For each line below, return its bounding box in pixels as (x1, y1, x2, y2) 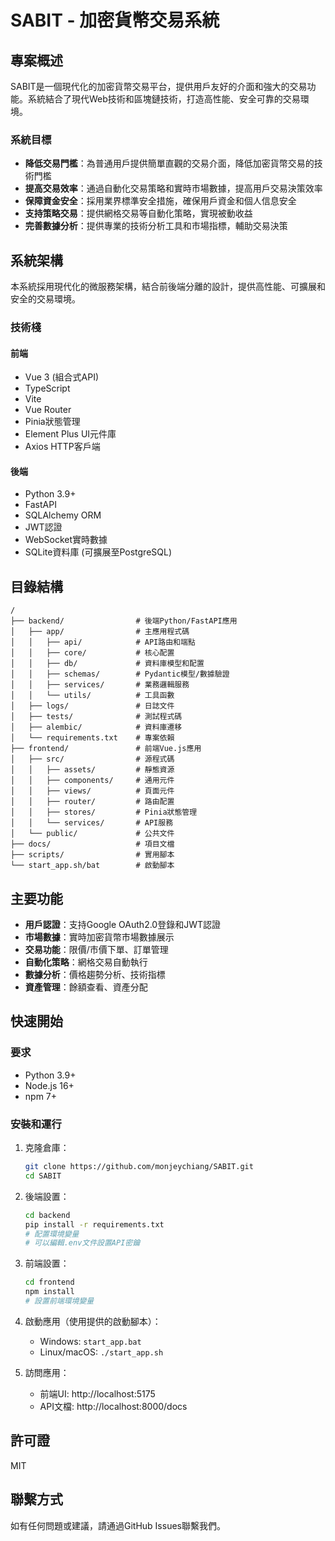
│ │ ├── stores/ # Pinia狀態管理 (10, 807, 198, 818)
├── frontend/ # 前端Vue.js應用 (10, 744, 202, 754)
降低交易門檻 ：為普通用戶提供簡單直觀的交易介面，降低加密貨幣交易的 (24, 157, 315, 170)
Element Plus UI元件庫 (24, 428, 117, 440)
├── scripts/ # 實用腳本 (10, 850, 175, 860)
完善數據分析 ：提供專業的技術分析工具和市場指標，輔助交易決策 (24, 220, 288, 232)
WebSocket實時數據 (24, 534, 108, 546)
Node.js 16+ (24, 1079, 75, 1091)
